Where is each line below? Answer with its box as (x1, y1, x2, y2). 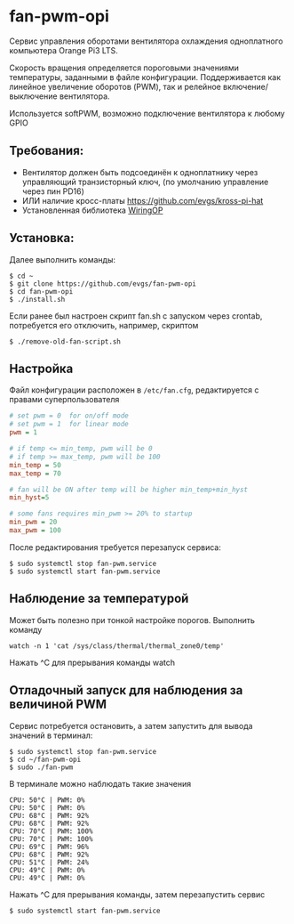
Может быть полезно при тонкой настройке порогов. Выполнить (9, 614, 256, 625)
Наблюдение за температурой (9, 591, 189, 606)
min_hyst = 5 (9, 493, 50, 502)
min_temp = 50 (9, 460, 62, 469)
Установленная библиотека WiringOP (21, 205, 163, 215)
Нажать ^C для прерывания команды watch (9, 657, 176, 668)
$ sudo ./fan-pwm (9, 763, 74, 772)
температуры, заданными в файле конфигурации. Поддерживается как (9, 71, 282, 82)
